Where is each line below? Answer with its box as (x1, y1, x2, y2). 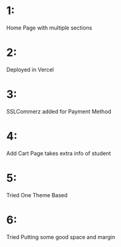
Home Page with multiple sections (6, 24, 93, 31)
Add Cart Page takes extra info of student (6, 149, 111, 157)
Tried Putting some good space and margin (6, 233, 116, 240)
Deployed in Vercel (6, 66, 54, 73)
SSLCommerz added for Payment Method (6, 108, 112, 115)
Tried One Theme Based (6, 191, 68, 198)
